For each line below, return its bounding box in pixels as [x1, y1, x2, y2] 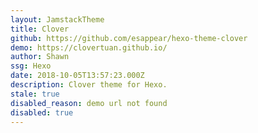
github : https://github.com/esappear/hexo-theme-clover [10, 33, 248, 43]
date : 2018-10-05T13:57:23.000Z [10, 71, 145, 81]
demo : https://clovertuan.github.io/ [10, 42, 168, 53]
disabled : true [10, 107, 74, 118]
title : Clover [10, 24, 70, 34]
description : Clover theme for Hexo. [10, 80, 168, 90]
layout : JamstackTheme [10, 14, 105, 25]
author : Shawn [10, 52, 70, 62]
